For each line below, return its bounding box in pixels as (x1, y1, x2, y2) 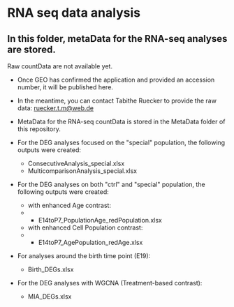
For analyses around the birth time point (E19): (17, 252, 151, 260)
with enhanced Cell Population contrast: (27, 223, 143, 232)
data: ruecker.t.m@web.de (17, 104, 94, 112)
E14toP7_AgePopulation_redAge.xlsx (38, 239, 143, 246)
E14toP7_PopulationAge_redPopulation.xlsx (38, 216, 163, 224)
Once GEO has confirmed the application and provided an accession (17, 75, 215, 84)
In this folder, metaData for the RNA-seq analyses (7, 33, 228, 45)
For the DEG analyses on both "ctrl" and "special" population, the (17, 180, 205, 188)
